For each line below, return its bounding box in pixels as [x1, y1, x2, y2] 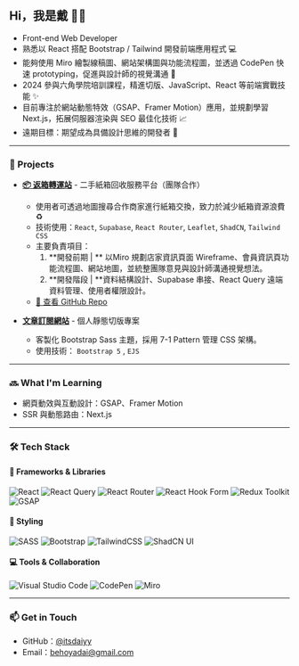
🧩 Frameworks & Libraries [9, 466, 107, 477]
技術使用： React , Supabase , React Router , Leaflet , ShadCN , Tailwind [35, 222, 280, 233]
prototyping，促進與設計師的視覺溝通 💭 [32, 68, 176, 78]
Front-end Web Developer [21, 32, 118, 43]
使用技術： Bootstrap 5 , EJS [35, 346, 140, 357]
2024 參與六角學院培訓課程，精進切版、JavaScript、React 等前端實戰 [21, 79, 279, 90]
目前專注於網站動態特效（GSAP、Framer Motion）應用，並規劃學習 [21, 102, 270, 112]
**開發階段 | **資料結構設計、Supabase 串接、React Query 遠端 [48, 275, 283, 285]
